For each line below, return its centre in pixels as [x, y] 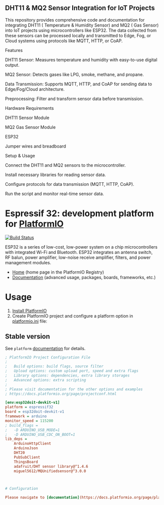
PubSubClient [27, 457]
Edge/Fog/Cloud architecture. [35, 89]
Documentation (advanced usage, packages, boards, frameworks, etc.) [84, 277]
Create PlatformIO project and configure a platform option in [72, 316]
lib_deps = [16, 439]
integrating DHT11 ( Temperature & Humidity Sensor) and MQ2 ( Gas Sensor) [82, 25]
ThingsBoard [26, 462]
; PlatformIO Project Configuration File [48, 357]
